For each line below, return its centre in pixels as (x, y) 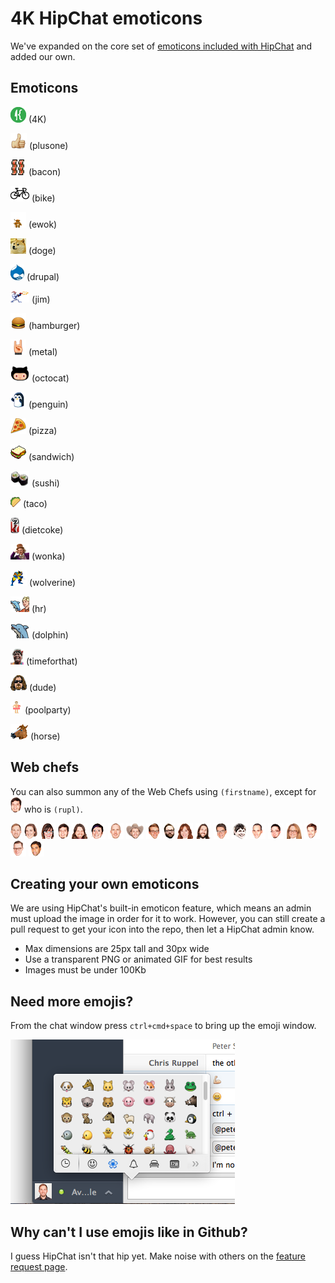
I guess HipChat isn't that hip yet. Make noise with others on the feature (158, 1256)
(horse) (45, 736)
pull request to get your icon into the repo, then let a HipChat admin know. (162, 929)
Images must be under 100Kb (85, 970)
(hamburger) (54, 325)
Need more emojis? (72, 1001)
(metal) (43, 351)
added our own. (43, 56)
